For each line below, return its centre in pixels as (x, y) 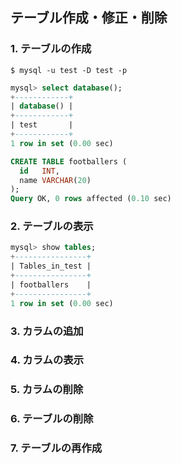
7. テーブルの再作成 (56, 448)
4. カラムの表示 (47, 360)
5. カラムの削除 (47, 390)
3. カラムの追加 (47, 331)
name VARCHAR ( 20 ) (55, 180)
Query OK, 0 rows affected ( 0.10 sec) (91, 199)
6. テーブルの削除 (52, 419)
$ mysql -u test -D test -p (69, 70)
